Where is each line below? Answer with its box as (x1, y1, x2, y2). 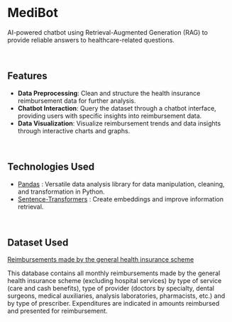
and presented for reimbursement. (7, 306, 108, 316)
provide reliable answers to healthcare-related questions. (7, 35, 175, 44)
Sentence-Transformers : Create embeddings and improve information (17, 194, 223, 203)
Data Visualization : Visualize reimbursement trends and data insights (17, 118, 221, 128)
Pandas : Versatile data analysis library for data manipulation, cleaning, (17, 179, 225, 188)
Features (7, 70, 48, 82)
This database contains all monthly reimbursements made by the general (7, 269, 221, 277)
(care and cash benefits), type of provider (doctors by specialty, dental (7, 284, 215, 293)
